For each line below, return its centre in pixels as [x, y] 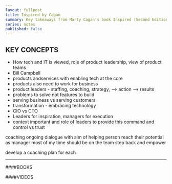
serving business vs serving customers [54, 100]
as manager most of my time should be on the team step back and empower [86, 142]
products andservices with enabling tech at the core [68, 78]
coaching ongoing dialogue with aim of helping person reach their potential [84, 137]
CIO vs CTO [25, 111]
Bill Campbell [27, 73]
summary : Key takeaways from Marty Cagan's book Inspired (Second [78, 19]
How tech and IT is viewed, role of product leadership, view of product [87, 62]
